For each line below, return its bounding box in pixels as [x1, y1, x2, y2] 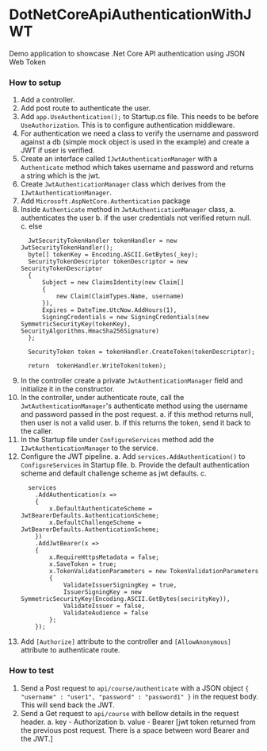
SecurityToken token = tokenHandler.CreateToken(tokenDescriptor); [28, 348, 256, 356]
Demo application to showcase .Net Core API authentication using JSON [9, 48, 245, 58]
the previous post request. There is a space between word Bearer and [20, 725, 250, 735]
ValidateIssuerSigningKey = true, [63, 581, 177, 589]
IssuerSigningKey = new [63, 588, 142, 596]
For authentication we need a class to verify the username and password [20, 129, 259, 138]
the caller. [20, 426, 54, 436]
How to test [9, 665, 55, 676]
